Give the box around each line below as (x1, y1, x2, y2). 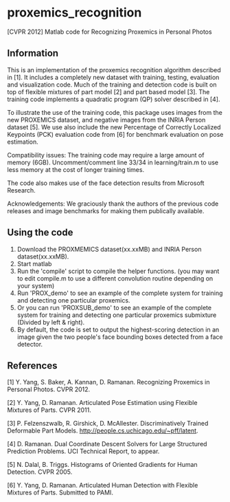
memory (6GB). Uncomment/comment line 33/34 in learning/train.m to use (7, 158, 218, 166)
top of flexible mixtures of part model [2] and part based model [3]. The (7, 87, 210, 96)
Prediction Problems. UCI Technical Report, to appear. (7, 447, 160, 455)
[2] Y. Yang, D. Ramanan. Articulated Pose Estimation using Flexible (7, 399, 198, 407)
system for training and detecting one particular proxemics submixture (16, 311, 217, 319)
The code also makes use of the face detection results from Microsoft (7, 179, 205, 187)
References (7, 360, 58, 371)
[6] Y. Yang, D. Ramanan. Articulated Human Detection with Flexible (7, 481, 198, 490)
